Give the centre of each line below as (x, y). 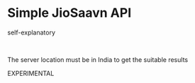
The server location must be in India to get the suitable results (98, 59)
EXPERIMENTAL (31, 73)
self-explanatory (31, 32)
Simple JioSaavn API (69, 13)
